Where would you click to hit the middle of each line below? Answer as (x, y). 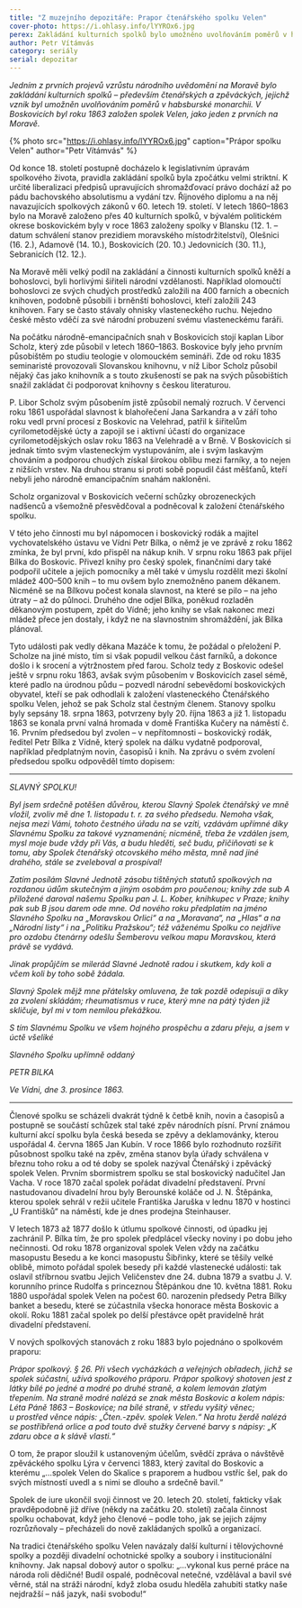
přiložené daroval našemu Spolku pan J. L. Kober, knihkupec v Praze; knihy (149, 899)
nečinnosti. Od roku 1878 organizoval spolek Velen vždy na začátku (134, 1248)
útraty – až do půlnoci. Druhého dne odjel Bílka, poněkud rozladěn (132, 600)
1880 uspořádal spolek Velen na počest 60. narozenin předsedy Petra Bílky (148, 1296)
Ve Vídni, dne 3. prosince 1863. (67, 1090)
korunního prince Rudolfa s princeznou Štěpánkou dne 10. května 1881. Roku (151, 1286)
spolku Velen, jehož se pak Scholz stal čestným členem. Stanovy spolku (142, 703)
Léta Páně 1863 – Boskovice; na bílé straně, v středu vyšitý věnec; (132, 1407)
